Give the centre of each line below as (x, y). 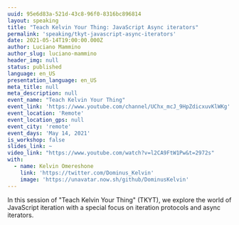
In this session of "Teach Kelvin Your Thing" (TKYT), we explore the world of (119, 199)
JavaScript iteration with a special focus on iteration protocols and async (114, 207)
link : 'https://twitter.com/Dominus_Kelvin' (87, 173)
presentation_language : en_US (52, 80)
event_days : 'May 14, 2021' (49, 133)
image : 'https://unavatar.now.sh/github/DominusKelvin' (105, 179)
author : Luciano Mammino (44, 47)
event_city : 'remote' (39, 126)
